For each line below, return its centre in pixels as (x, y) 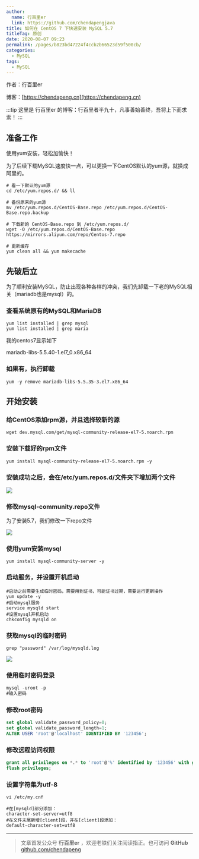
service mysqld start (33, 608)
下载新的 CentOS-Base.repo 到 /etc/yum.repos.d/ (70, 224)
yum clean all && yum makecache (46, 251)
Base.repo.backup (28, 213)
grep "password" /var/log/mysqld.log (53, 649)
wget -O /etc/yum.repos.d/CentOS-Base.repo (61, 229)
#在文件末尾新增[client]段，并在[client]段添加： (62, 820)
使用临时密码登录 (31, 675)
